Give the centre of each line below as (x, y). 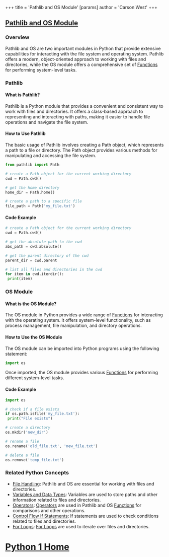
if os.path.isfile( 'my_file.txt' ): (43, 414)
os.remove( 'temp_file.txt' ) (35, 460)
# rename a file (22, 441)
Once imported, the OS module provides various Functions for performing (82, 373)
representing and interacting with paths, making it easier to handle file (78, 117)
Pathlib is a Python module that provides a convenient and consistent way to (84, 106)
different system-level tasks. (35, 378)
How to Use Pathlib (26, 133)
